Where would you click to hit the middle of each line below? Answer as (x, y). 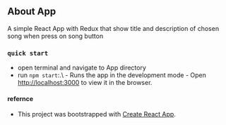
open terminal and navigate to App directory (82, 68)
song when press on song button (55, 36)
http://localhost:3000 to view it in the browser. (85, 83)
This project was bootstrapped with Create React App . (97, 114)
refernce (20, 98)
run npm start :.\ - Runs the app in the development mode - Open (112, 75)
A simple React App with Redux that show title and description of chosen (113, 28)
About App (32, 12)
